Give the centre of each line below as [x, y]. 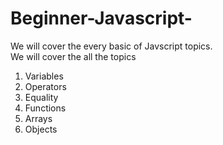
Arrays [38, 118]
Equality [41, 97]
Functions [45, 108]
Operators [45, 86]
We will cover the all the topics [73, 56]
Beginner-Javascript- [101, 18]
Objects [41, 129]
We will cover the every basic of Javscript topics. [111, 46]
